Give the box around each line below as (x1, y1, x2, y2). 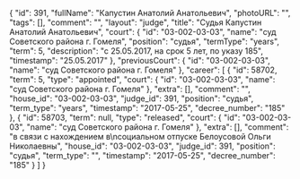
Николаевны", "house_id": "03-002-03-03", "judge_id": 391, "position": (9, 141, 276, 151)
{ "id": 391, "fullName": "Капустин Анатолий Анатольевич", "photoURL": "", (9, 8, 291, 18)
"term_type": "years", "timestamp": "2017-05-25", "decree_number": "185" (9, 103, 286, 113)
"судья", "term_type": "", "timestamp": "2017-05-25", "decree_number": (9, 150, 276, 160)
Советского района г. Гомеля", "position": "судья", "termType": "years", (9, 36, 280, 47)
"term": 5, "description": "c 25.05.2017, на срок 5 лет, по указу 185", (9, 46, 263, 56)
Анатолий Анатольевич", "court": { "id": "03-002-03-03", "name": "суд (9, 27, 277, 37)
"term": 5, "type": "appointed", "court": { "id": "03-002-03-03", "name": (9, 74, 276, 84)
